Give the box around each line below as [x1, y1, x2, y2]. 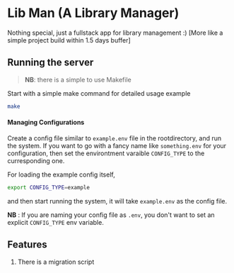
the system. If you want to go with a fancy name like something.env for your [7, 141, 227, 150]
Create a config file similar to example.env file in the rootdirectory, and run [7, 133, 222, 143]
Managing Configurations [7, 118, 85, 127]
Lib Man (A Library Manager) [7, 5, 180, 21]
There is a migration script [17, 257, 95, 266]
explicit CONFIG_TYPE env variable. [7, 218, 104, 226]
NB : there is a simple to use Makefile [24, 75, 132, 84]
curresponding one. [7, 156, 65, 165]
